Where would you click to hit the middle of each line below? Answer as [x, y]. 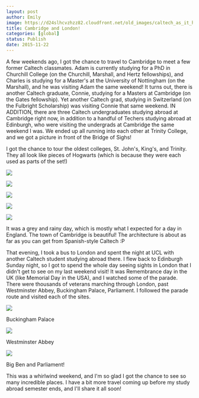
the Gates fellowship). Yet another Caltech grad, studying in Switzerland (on [99, 99]
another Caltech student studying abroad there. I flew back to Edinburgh [94, 259]
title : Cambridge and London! [44, 28]
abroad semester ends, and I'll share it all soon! [64, 389]
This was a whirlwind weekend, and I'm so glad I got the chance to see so [96, 376]
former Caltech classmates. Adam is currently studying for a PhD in [88, 68]
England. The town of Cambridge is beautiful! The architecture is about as [96, 234]
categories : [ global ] [33, 34]
